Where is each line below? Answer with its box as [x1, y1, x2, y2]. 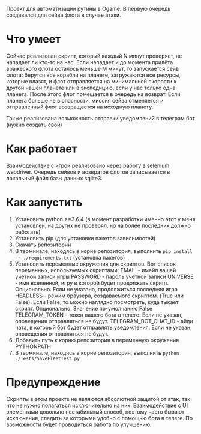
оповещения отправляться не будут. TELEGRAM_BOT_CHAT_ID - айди [14, 317, 193, 324]
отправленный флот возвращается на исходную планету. [6, 103, 154, 110]
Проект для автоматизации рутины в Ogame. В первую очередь [6, 5, 171, 12]
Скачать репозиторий [14, 241, 71, 248]
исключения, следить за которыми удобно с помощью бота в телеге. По [6, 414, 193, 421]
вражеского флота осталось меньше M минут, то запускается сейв [6, 65, 179, 72]
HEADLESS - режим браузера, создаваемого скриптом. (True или [14, 292, 184, 299]
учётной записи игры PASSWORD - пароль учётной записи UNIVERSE [14, 273, 194, 280]
